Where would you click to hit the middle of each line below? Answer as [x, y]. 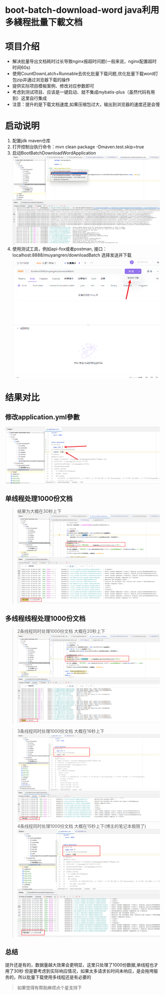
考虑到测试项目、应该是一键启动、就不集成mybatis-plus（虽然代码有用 [83, 92]
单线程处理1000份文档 [39, 499]
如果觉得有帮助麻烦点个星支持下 [49, 988]
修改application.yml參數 [42, 417]
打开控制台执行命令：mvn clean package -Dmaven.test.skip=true [78, 147]
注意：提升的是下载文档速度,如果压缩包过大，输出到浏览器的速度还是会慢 [86, 104]
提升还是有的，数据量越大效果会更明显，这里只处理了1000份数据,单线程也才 [82, 964]
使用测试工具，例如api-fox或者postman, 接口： [59, 249]
